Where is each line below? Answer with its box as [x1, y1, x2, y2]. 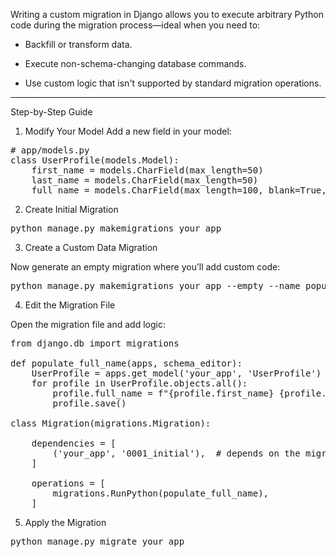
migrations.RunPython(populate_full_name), [52, 488, 270, 499]
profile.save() [52, 398, 127, 409]
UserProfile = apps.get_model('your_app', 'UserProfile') [31, 368, 322, 379]
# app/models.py [10, 145, 90, 156]
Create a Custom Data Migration [24, 242, 158, 253]
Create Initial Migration [24, 204, 119, 215]
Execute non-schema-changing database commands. [24, 58, 247, 69]
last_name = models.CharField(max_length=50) [31, 175, 259, 186]
